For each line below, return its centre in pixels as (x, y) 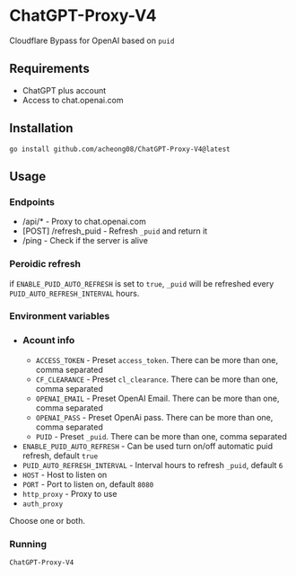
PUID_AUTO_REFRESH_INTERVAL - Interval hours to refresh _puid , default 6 (152, 465)
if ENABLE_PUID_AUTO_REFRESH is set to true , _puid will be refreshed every (142, 283)
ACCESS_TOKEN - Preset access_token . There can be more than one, (157, 359)
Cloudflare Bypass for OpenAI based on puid (92, 40)
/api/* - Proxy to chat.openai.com (84, 222)
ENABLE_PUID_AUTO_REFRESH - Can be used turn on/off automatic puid (148, 446)
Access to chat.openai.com (73, 100)
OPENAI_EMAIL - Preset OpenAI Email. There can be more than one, (157, 398)
